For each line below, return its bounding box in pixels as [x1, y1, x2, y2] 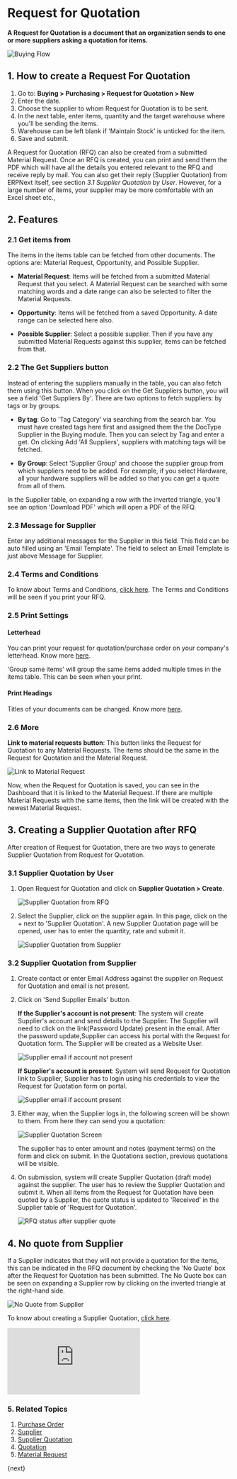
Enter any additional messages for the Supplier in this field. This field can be [7, 536, 229, 545]
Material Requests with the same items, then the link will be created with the [7, 796, 229, 804]
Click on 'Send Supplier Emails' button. [17, 996, 132, 1004]
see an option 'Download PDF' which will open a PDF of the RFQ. [7, 502, 197, 511]
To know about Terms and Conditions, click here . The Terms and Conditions [7, 585, 229, 594]
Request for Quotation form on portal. [17, 1082, 127, 1091]
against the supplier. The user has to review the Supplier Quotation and [17, 1181, 225, 1189]
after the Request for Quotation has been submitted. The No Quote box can [7, 1271, 226, 1280]
